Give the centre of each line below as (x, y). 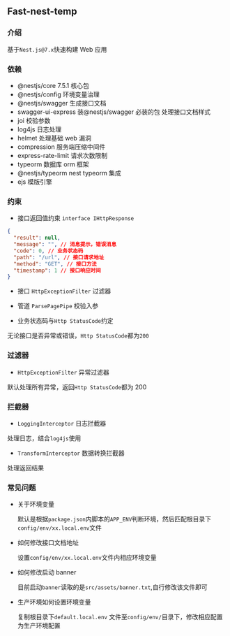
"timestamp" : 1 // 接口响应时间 (57, 270)
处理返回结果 (25, 468)
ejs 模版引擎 (34, 182)
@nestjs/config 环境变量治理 (58, 94)
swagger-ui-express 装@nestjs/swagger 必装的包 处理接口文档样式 (114, 112)
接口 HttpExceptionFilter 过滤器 (64, 291)
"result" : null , (37, 238)
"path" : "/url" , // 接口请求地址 (59, 257)
